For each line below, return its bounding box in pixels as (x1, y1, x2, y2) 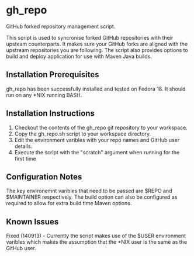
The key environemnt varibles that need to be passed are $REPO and (6, 188, 172, 195)
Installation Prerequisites (6, 70, 99, 79)
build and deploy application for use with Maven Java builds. (6, 53, 152, 60)
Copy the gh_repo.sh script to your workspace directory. (14, 130, 151, 137)
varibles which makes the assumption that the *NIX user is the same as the (6, 238, 188, 245)
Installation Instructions (6, 109, 95, 119)
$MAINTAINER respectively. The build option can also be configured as (6, 193, 178, 200)
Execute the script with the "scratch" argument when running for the (14, 148, 180, 155)
